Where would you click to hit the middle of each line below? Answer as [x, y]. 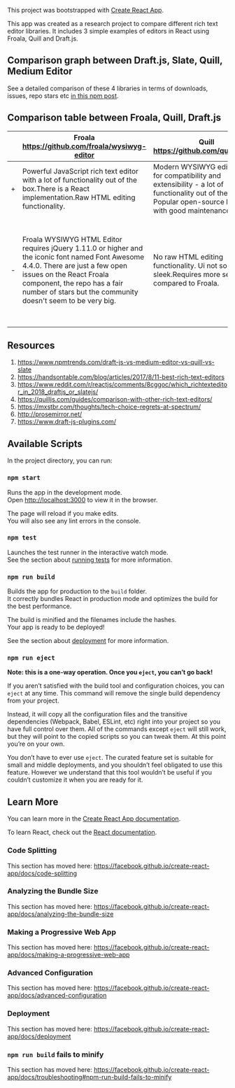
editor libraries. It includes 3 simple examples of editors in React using [108, 31]
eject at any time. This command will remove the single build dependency [114, 693]
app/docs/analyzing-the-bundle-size [60, 914]
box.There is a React [56, 188]
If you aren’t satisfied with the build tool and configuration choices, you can [116, 686]
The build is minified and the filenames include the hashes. [92, 620]
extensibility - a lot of [188, 184]
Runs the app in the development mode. [65, 492]
